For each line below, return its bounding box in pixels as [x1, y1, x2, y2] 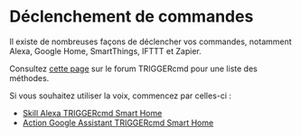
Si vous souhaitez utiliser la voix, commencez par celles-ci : [9, 90, 232, 101]
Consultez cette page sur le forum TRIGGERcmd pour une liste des [9, 63, 258, 74]
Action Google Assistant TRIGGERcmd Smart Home [22, 117, 214, 128]
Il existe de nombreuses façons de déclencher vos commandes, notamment [9, 36, 292, 47]
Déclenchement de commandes [9, 6, 254, 27]
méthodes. [9, 72, 50, 83]
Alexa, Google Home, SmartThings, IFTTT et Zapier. [9, 45, 202, 56]
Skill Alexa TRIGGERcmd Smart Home [22, 107, 163, 118]
